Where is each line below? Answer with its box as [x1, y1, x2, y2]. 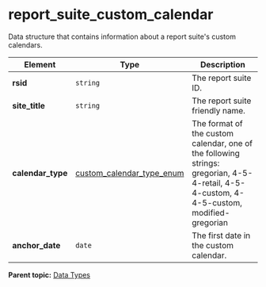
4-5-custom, [191, 197, 243, 208]
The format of [191, 117, 243, 128]
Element [24, 59, 56, 70]
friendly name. [191, 105, 245, 116]
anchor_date [12, 239, 61, 251]
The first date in [191, 230, 251, 241]
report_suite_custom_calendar [8, 6, 214, 24]
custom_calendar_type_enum [74, 167, 184, 178]
